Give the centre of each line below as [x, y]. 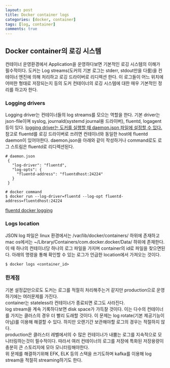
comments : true [21, 29]
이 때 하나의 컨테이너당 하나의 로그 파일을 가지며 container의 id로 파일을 [77, 248]
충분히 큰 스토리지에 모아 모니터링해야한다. [47, 347]
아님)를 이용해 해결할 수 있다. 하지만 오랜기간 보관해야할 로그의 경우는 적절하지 [82, 322]
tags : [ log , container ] [30, 24]
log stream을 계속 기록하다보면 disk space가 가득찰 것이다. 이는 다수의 [76, 309]
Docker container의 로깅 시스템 [53, 51]
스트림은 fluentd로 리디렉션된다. [42, 147]
